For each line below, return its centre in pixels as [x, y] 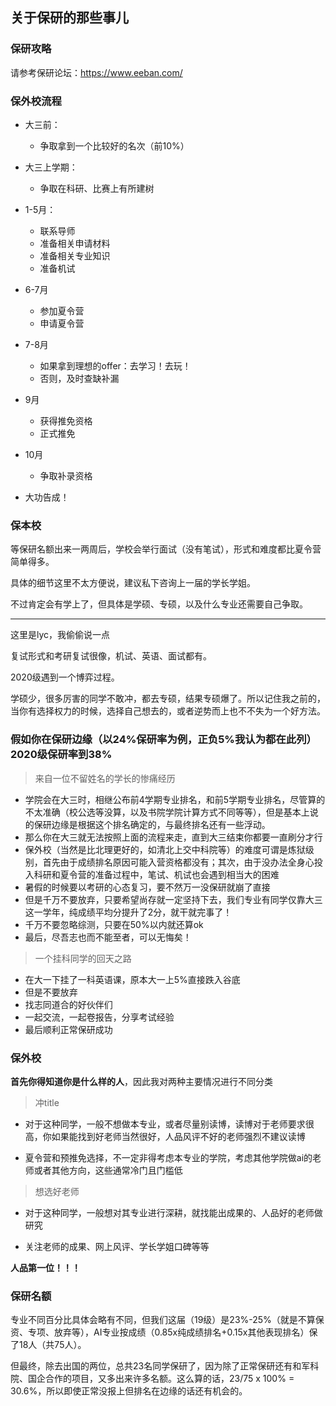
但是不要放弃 [51, 992]
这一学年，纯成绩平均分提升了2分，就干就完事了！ [128, 912]
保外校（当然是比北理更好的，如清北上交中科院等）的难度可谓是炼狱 [165, 849]
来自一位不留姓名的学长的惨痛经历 [105, 778]
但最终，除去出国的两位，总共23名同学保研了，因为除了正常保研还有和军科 [165, 1366]
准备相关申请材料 [75, 243]
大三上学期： [51, 167]
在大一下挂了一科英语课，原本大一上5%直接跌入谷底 [132, 979]
